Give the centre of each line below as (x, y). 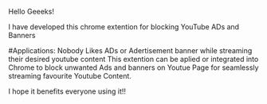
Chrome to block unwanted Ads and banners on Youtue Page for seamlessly (133, 67)
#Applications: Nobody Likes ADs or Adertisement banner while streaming (130, 50)
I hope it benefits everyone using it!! (67, 91)
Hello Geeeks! (31, 12)
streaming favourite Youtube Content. (70, 76)
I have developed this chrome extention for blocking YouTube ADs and (124, 27)
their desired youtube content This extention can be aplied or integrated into (133, 59)
